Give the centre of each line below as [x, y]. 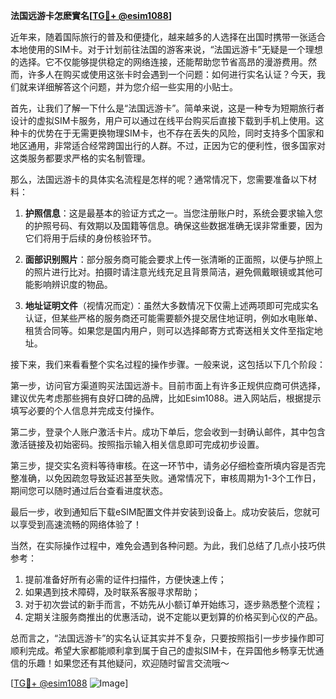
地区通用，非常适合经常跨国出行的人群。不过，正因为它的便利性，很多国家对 [168, 145]
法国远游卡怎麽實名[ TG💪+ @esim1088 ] [91, 15]
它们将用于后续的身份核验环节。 [90, 238]
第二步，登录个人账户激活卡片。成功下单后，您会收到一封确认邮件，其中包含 [168, 432]
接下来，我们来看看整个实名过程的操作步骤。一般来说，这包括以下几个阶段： [168, 364]
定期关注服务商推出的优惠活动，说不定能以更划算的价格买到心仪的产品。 [173, 617]
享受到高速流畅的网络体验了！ [80, 524]
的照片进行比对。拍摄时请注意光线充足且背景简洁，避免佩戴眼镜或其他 [169, 272]
